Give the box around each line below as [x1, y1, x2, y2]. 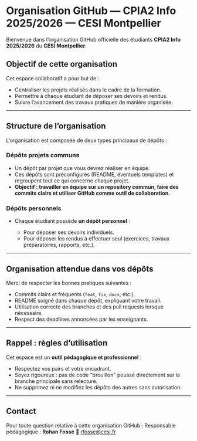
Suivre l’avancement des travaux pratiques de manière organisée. [14, 99, 173, 106]
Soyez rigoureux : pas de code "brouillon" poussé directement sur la [14, 371, 181, 378]
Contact [6, 406, 36, 416]
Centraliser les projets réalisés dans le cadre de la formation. [14, 86, 162, 93]
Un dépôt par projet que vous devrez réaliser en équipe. [14, 164, 151, 171]
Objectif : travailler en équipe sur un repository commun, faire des [14, 183, 179, 190]
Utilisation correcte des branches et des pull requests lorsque [14, 303, 164, 310]
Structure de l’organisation [6, 121, 106, 131]
